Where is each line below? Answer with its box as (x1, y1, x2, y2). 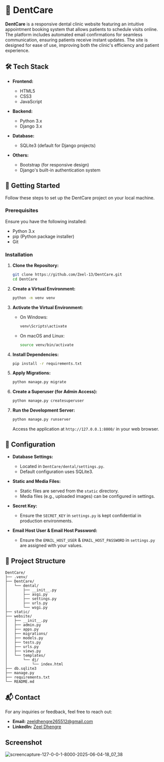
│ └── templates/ (5, 653, 46, 658)
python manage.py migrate (12, 380, 66, 385)
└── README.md (5, 679, 35, 684)
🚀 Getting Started (5, 181, 60, 190)
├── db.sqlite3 (5, 666, 37, 671)
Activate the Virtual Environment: (12, 304, 84, 310)
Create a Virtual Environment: (12, 286, 76, 292)
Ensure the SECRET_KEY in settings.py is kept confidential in (19, 512, 142, 518)
